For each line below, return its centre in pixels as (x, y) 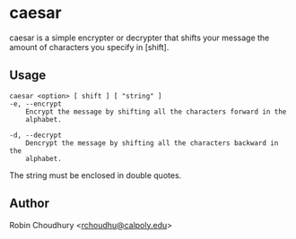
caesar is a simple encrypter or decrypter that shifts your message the (139, 38)
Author (29, 204)
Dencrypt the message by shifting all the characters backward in (152, 143)
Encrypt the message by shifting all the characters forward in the (156, 111)
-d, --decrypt (36, 135)
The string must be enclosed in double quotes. (96, 175)
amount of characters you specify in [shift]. (89, 47)
